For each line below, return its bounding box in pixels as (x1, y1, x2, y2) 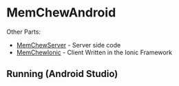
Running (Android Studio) (6, 68, 118, 80)
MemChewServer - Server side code (16, 41, 121, 49)
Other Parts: (6, 28, 41, 36)
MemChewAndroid (6, 5, 116, 21)
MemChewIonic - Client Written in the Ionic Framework (16, 48, 173, 56)
